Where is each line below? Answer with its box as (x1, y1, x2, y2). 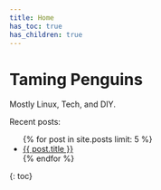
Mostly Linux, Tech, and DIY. (9, 99, 116, 109)
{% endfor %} (22, 153, 75, 164)
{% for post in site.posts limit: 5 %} (22, 134, 153, 145)
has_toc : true (9, 22, 63, 31)
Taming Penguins (9, 69, 143, 90)
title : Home (9, 13, 54, 23)
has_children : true (9, 30, 83, 39)
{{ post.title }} (22, 144, 74, 155)
